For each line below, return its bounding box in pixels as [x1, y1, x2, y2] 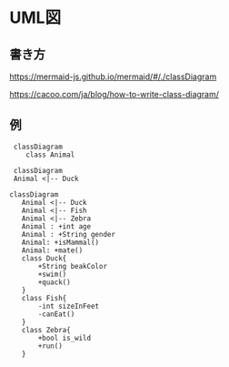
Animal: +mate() [21, 246, 84, 255]
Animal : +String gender [21, 229, 116, 239]
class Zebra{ [21, 325, 71, 334]
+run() [37, 342, 64, 351]
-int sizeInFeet [37, 301, 100, 311]
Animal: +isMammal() [21, 238, 100, 247]
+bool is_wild [37, 333, 92, 342]
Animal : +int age [21, 221, 92, 231]
